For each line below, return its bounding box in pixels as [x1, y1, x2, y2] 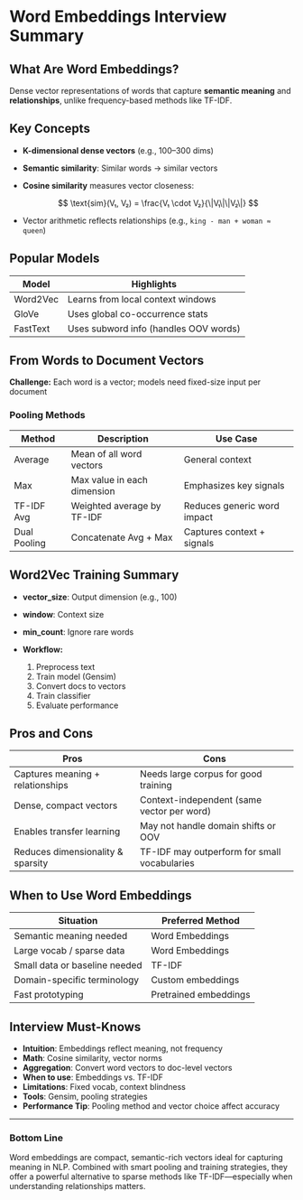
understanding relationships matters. [9, 1181, 146, 1192]
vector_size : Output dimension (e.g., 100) [22, 591, 178, 602]
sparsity [14, 857, 49, 870]
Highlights [131, 277, 178, 290]
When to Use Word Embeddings [9, 888, 192, 903]
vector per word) [139, 805, 212, 818]
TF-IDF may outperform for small [139, 846, 281, 859]
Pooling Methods [9, 409, 86, 422]
